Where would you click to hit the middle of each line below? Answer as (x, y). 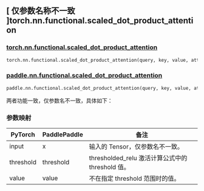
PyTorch (23, 135)
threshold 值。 (110, 167)
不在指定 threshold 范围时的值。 (134, 179)
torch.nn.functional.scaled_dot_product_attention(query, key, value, (97, 60)
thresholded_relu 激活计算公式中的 (138, 158)
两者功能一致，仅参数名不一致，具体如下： (59, 100)
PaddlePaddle (63, 135)
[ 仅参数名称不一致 (41, 11)
